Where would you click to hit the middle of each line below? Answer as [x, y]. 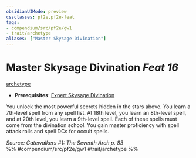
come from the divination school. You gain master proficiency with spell [93, 125]
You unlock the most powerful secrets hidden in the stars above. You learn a [98, 107]
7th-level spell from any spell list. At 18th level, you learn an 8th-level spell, [96, 112]
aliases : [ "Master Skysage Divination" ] [56, 39]
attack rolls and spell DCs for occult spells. [58, 131]
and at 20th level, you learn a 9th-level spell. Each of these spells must [92, 119]
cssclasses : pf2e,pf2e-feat [40, 17]
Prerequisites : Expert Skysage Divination [65, 95]
